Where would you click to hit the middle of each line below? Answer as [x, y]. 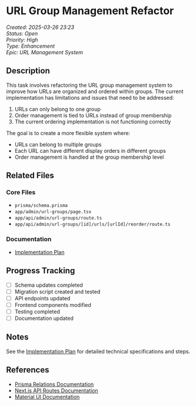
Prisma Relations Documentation [54, 384]
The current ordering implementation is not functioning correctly [93, 122]
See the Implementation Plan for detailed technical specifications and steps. [98, 351]
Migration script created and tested [57, 292]
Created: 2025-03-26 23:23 [40, 27]
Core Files [21, 192]
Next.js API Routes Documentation [56, 390]
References [28, 370]
